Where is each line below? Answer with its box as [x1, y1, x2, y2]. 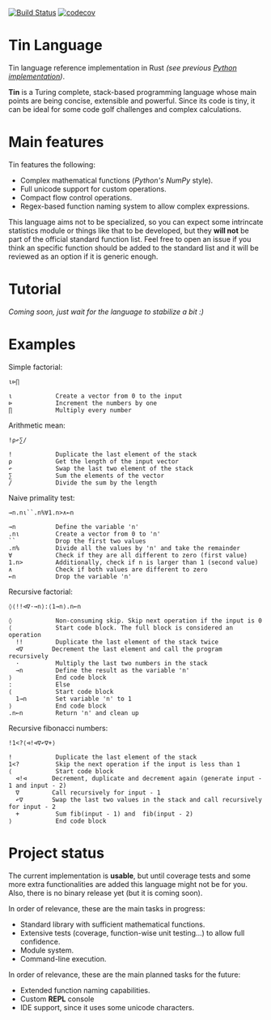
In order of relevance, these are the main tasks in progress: [8, 903, 205, 913]
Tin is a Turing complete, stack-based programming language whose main [8, 87, 257, 97]
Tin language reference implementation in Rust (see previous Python [8, 62, 237, 72]
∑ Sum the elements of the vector [8, 471, 164, 480]
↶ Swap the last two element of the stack [8, 464, 194, 472]
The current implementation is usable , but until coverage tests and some [8, 871, 251, 880]
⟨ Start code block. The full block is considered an [8, 623, 233, 632]
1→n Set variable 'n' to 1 [15, 695, 132, 703]
